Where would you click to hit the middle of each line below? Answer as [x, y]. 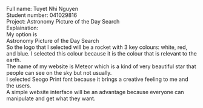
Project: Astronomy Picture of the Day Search [63, 21]
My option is [22, 34]
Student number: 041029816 [42, 15]
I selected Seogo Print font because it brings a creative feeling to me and [97, 79]
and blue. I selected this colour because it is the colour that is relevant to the [101, 53]
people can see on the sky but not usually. [59, 73]
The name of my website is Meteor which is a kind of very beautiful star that [101, 66]
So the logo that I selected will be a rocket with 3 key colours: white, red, [97, 47]
